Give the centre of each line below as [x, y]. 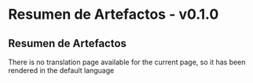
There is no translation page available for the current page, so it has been [127, 62]
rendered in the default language [61, 70]
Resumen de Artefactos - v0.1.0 [114, 14]
